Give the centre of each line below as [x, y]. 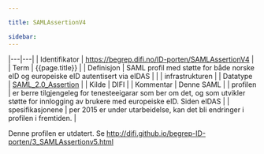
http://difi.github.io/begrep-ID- [156, 133]
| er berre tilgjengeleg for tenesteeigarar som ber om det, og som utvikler [127, 92]
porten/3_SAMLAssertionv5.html [61, 141]
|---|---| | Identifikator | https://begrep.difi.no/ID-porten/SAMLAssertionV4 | [131, 59]
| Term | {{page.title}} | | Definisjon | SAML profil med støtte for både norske [131, 67]
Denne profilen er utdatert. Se [56, 133]
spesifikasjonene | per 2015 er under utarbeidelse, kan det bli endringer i [126, 109]
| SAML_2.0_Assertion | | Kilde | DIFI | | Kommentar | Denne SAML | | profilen [132, 85]
